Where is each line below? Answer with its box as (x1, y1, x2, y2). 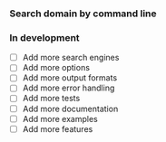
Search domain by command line (9, 7, 157, 20)
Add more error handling (22, 82, 115, 93)
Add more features (22, 123, 93, 134)
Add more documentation (22, 103, 119, 114)
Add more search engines (22, 52, 120, 63)
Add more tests (22, 93, 81, 104)
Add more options (22, 62, 91, 73)
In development (9, 31, 80, 43)
